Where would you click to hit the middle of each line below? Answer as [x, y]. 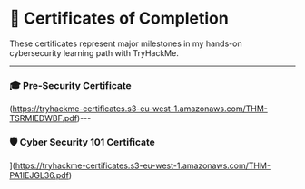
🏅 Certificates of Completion [119, 19]
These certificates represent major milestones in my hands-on [126, 43]
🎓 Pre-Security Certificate [70, 85]
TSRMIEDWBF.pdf [44, 118]
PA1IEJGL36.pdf [39, 175]
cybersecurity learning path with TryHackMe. [94, 52]
